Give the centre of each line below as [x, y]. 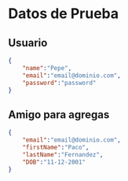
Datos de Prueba [64, 14]
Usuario [28, 43]
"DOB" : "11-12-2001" [54, 162]
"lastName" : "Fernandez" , [63, 154]
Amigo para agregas [59, 115]
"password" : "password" [59, 83]
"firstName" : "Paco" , [56, 147]
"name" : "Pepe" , [47, 68]
